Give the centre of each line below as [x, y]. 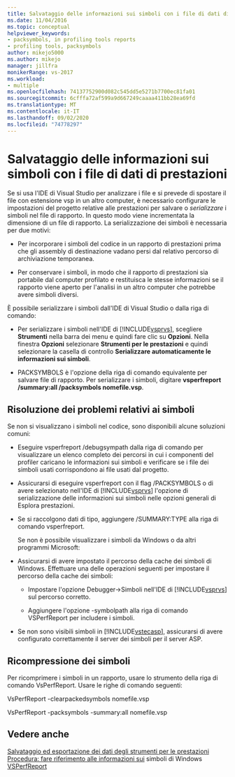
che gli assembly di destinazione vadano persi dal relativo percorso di [118, 251]
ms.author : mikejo [34, 59]
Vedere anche [38, 735]
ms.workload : [26, 79]
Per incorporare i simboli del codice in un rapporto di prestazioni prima [119, 244]
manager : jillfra [33, 66]
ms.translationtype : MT [42, 105]
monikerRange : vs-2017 [40, 72]
